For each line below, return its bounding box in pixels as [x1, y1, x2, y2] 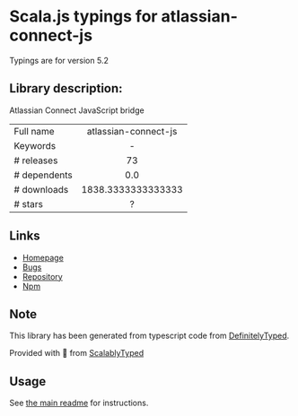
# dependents [13, 169, 74, 181]
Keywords [13, 139, 57, 152]
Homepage [22, 252, 65, 263]
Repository [22, 271, 63, 282]
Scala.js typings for [9, 6, 158, 27]
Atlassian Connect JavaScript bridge [9, 105, 145, 116]
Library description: [9, 81, 123, 96]
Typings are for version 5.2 [9, 55, 110, 65]
